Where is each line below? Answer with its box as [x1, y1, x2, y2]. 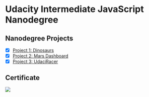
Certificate [5, 73, 40, 82]
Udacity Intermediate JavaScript [5, 3, 144, 15]
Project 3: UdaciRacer [12, 58, 58, 64]
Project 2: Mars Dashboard [12, 53, 69, 59]
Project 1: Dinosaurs [12, 47, 54, 53]
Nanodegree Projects [5, 34, 73, 42]
